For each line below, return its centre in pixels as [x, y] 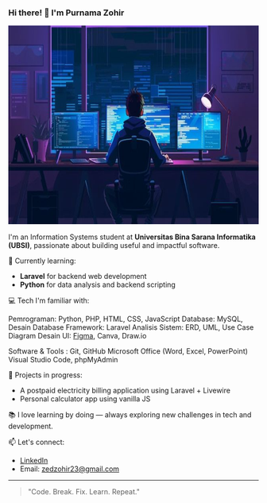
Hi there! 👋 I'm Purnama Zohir [66, 13]
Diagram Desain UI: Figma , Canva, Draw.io [77, 336]
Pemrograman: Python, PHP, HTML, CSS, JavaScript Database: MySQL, [126, 319]
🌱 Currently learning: [43, 261]
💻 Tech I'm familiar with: [49, 300]
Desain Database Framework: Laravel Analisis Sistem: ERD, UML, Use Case [131, 327]
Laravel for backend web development [83, 277]
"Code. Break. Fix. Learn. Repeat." [84, 492]
